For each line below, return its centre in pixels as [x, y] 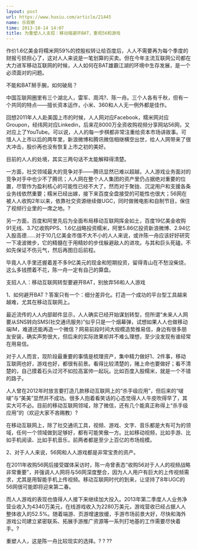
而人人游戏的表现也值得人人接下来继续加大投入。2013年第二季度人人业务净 [97, 500]
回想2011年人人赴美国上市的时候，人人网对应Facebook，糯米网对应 [87, 117]
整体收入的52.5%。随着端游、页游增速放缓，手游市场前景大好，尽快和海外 [96, 514]
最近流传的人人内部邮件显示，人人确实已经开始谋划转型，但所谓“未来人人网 [97, 315]
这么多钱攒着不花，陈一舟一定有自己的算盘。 [60, 270]
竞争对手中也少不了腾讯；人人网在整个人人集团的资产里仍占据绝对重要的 [93, 179]
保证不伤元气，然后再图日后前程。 [57, 250]
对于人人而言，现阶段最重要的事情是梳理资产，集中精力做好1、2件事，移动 [96, 357]
